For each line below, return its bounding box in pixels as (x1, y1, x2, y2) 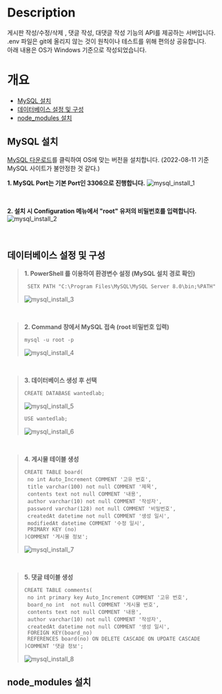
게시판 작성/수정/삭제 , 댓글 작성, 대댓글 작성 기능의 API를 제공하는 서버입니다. (7, 28, 216, 37)
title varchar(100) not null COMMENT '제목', (27, 483, 158, 490)
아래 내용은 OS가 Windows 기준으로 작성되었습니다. (7, 45, 147, 54)
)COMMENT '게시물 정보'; (23, 533, 88, 540)
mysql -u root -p (23, 336, 74, 343)
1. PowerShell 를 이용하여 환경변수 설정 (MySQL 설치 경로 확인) (23, 269, 195, 277)
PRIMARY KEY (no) (27, 526, 77, 533)
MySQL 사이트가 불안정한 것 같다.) (7, 164, 100, 172)
